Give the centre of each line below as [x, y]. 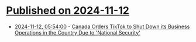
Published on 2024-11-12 [68, 11]
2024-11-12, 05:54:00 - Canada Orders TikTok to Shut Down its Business [102, 26]
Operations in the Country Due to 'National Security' [77, 32]
